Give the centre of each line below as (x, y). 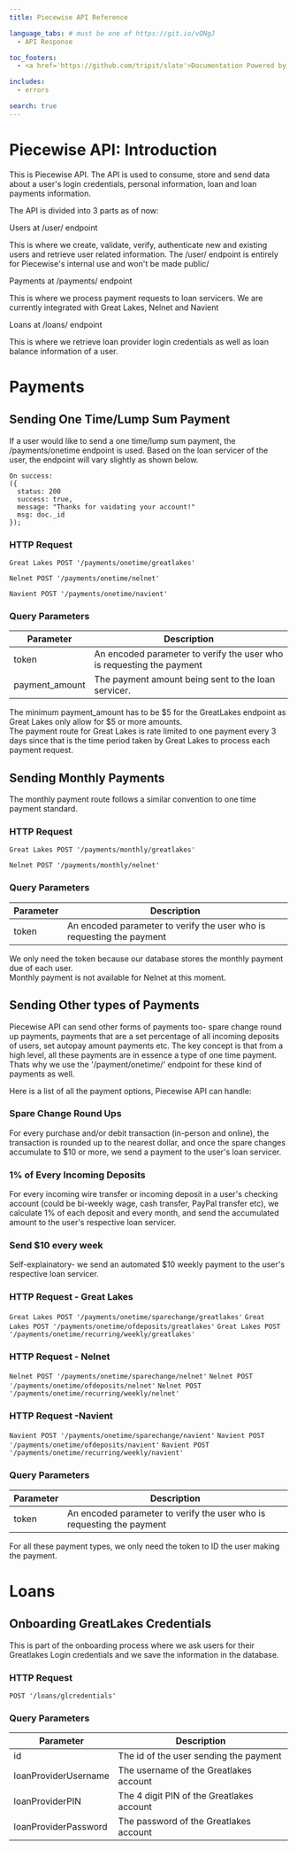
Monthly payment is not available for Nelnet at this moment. (118, 977)
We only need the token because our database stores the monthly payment (146, 959)
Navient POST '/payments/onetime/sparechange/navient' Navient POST (137, 1436)
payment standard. (43, 809)
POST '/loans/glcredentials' (63, 1696)
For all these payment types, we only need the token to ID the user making (145, 1546)
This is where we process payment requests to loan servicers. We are (136, 298)
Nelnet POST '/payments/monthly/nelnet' (85, 866)
